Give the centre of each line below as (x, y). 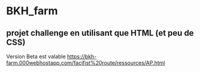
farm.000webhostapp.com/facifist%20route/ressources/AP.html (86, 63)
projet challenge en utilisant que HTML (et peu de (100, 33)
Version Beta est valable (36, 57)
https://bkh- (82, 57)
